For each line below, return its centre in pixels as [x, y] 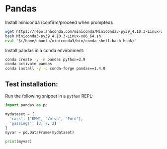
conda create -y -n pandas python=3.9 [45, 59]
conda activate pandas [29, 64]
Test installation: [32, 84]
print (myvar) [19, 142]
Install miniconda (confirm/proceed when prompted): [59, 22]
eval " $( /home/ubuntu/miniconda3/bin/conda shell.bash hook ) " [71, 41]
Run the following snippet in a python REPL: [49, 96]
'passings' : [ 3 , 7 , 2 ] [33, 123]
